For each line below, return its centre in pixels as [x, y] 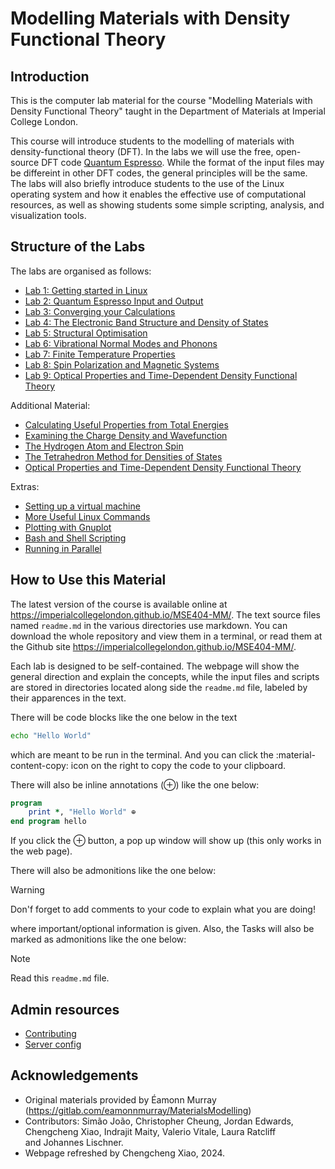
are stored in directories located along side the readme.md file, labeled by [159, 687]
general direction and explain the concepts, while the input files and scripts [165, 676]
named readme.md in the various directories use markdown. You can [149, 625]
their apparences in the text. [68, 698]
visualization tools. [48, 215]
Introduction [50, 76]
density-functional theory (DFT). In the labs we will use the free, [142, 151]
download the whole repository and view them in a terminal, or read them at [166, 636]
